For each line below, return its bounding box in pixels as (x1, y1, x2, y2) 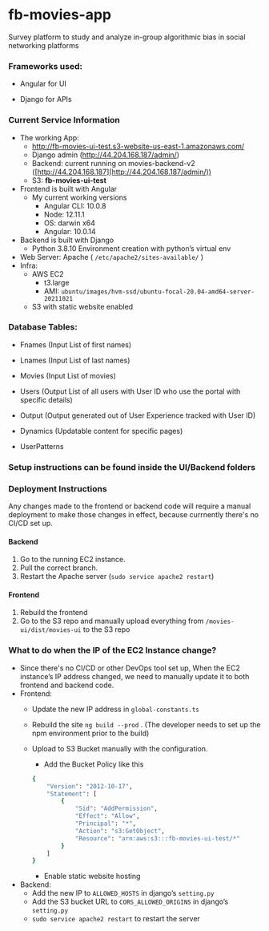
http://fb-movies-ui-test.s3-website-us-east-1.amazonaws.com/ (31, 141, 245, 151)
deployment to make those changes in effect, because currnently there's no (8, 510, 259, 520)
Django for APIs (19, 95, 72, 104)
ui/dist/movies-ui (19, 626, 82, 634)
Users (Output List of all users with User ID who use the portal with (19, 387, 241, 396)
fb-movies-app (8, 6, 112, 24)
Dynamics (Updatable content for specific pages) (19, 426, 183, 435)
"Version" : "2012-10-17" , (46, 782, 134, 791)
